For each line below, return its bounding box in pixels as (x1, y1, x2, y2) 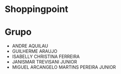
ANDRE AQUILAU (12, 43, 48, 49)
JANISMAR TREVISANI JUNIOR (12, 59, 77, 65)
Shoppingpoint (5, 3, 69, 15)
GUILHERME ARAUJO (12, 48, 57, 54)
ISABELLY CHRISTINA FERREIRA (12, 53, 80, 59)
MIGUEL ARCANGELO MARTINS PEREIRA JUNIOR (12, 64, 116, 70)
